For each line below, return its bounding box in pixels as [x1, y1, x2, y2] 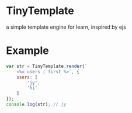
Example [6, 44, 49, 57]
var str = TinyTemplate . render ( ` [6, 63, 88, 69]
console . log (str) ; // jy [6, 101, 67, 107]
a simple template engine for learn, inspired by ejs [6, 23, 127, 30]
